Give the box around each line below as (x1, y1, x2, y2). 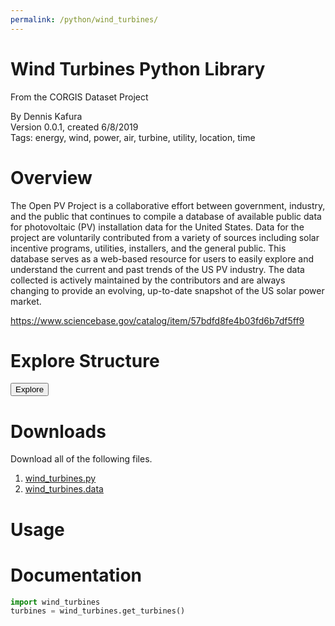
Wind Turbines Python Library (10, 57, 266, 80)
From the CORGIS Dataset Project (10, 91, 149, 103)
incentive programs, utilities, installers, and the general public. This (10, 242, 287, 254)
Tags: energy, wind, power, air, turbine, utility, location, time (10, 131, 256, 143)
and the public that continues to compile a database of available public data (10, 210, 322, 222)
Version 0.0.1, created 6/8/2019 (10, 121, 139, 133)
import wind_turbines (10, 597, 101, 607)
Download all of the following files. (10, 453, 153, 465)
